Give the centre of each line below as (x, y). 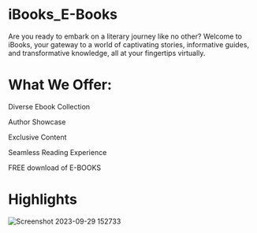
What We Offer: (60, 85)
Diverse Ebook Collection (49, 106)
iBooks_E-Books (63, 15)
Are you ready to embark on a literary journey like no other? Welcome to (125, 36)
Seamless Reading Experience (58, 152)
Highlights (43, 200)
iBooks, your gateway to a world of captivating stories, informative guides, (129, 44)
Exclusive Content (37, 137)
